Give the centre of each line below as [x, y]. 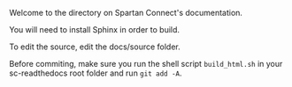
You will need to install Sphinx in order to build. [94, 29]
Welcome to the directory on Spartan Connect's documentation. [126, 13]
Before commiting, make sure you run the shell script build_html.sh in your [146, 64]
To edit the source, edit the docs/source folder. [95, 47]
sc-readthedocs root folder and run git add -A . [96, 73]
